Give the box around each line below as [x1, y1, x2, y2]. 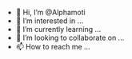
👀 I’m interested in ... [15, 16, 84, 26]
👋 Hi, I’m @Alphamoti [15, 8, 86, 17]
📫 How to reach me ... [15, 42, 90, 51]
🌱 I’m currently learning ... [15, 25, 102, 33]
